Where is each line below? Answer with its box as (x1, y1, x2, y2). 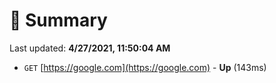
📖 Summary (9, 9, 108, 32)
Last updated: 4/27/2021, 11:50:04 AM (9, 42, 171, 54)
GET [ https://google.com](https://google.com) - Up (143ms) (23, 61, 267, 73)
